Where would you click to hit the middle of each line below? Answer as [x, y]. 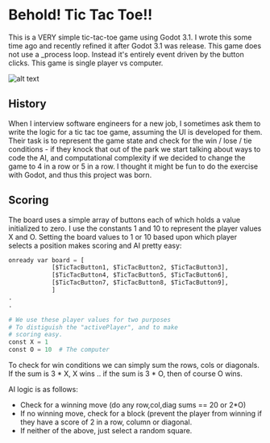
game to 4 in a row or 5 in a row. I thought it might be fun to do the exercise [133, 166]
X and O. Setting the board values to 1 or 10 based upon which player [123, 236]
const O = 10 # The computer [59, 350]
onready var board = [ [46, 260]
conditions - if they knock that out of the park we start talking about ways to [135, 149]
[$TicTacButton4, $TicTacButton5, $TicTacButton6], [140, 275]
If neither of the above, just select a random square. [106, 431]
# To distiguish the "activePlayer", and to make [93, 327]
